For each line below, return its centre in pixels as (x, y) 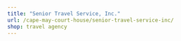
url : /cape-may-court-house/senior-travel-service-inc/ (90, 20)
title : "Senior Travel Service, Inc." (64, 14)
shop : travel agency (38, 26)
